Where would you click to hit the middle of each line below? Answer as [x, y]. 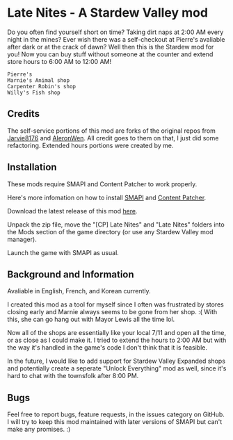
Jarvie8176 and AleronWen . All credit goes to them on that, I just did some [113, 138]
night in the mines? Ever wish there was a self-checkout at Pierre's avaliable [116, 39]
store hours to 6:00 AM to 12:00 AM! [59, 61]
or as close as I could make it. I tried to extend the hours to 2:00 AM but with [117, 340]
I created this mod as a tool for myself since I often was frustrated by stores [115, 304]
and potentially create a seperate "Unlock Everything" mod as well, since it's [117, 368]
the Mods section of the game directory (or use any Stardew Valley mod [110, 231]
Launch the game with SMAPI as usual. [63, 252]
